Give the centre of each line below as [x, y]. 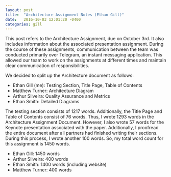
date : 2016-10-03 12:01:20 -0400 [43, 19]
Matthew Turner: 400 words [42, 170]
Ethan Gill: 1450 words [36, 154]
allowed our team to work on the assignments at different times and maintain [86, 60]
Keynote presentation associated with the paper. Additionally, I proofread [82, 128]
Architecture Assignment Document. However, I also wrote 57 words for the [85, 122]
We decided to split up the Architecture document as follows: [69, 76]
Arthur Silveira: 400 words [40, 159]
